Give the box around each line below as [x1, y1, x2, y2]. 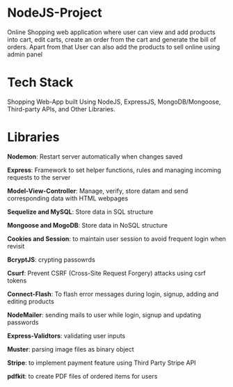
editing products [7, 297, 54, 306]
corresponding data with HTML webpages [7, 193, 129, 203]
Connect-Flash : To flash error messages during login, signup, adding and [7, 290, 219, 298]
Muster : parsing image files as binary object [7, 345, 134, 353]
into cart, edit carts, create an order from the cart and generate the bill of [7, 35, 217, 43]
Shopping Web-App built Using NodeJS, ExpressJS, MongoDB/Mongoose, [7, 97, 221, 106]
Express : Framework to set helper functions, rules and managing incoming [7, 166, 221, 174]
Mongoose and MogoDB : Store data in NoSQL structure [7, 221, 168, 229]
